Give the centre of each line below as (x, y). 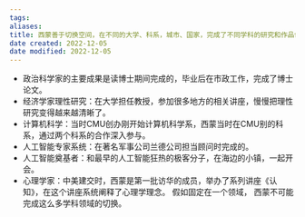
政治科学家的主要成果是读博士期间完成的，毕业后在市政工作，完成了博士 (157, 79)
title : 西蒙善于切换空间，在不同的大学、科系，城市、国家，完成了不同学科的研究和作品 (152, 35)
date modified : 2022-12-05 (60, 52)
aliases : (26, 26)
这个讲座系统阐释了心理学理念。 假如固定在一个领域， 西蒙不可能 (172, 192)
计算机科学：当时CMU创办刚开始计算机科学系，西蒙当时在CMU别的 (149, 124)
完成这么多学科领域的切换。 (74, 203)
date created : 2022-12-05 (58, 43)
